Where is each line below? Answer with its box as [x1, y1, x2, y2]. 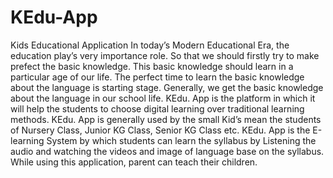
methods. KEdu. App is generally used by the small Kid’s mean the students [10, 113, 322, 125]
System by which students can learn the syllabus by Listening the [46, 134, 317, 146]
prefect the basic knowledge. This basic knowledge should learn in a [10, 60, 294, 72]
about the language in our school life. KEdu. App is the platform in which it [10, 92, 316, 104]
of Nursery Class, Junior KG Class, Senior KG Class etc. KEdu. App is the [10, 124, 311, 136]
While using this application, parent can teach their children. [10, 156, 258, 168]
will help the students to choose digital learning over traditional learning [10, 102, 305, 115]
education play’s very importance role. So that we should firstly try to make [10, 49, 320, 61]
